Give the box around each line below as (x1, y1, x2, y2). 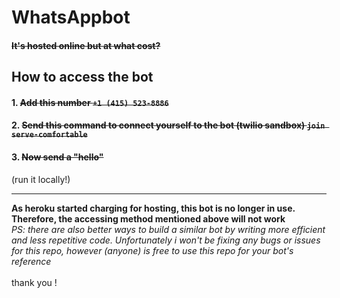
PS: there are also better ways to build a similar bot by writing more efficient (11, 223, 326, 235)
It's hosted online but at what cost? (11, 39, 161, 51)
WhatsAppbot (11, 6, 131, 29)
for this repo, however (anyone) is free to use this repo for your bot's (11, 244, 294, 256)
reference (11, 255, 52, 267)
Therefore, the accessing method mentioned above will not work (11, 212, 286, 225)
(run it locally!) (11, 173, 71, 185)
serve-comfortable (11, 130, 88, 140)
